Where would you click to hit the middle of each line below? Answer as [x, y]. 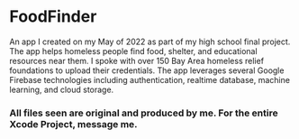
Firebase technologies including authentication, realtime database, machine [150, 79]
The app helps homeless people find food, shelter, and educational [134, 51]
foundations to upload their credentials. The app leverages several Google [147, 70]
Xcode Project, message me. [73, 124]
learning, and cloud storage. [62, 89]
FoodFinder [53, 17]
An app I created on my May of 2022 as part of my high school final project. [150, 42]
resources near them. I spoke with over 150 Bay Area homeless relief [136, 60]
